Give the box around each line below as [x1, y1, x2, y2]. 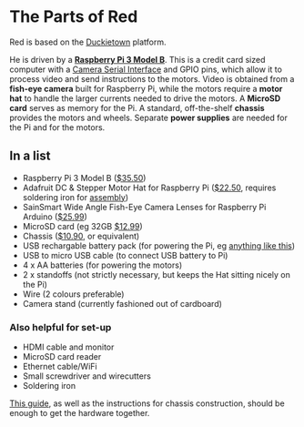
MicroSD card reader [22, 351, 102, 362]
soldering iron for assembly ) [22, 191, 129, 202]
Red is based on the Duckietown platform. [9, 36, 167, 47]
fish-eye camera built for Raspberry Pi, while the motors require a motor [9, 83, 283, 94]
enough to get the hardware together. [9, 408, 150, 419]
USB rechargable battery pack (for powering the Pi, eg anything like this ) [22, 239, 296, 251]
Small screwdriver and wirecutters [22, 371, 152, 381]
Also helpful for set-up [9, 320, 112, 333]
